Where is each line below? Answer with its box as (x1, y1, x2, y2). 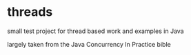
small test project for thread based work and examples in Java (7, 27, 184, 35)
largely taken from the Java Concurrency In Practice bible (7, 40, 171, 48)
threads (7, 4, 53, 20)
